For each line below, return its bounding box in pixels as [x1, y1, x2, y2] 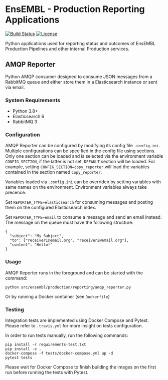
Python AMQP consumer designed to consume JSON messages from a [5, 74, 152, 80]
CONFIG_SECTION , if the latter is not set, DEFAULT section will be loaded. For [5, 159, 155, 165]
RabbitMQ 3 [12, 119, 38, 125]
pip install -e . [5, 346, 42, 351]
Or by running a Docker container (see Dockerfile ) [5, 293, 110, 299]
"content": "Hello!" [10, 242, 53, 247]
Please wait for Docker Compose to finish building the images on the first [5, 364, 156, 370]
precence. [5, 189, 27, 196]
